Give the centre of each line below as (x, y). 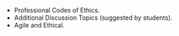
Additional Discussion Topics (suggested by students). (93, 18)
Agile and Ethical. (39, 25)
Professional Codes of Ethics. (57, 10)
